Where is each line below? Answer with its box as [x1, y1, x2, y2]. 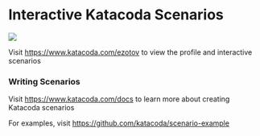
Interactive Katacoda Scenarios [8, 6, 224, 24]
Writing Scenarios [8, 76, 80, 87]
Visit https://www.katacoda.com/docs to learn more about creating [8, 94, 230, 104]
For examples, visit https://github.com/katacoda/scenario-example [8, 118, 229, 128]
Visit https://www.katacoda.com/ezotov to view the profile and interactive [8, 47, 253, 57]
